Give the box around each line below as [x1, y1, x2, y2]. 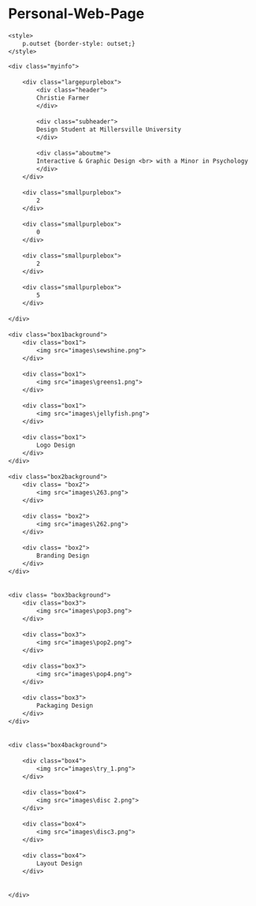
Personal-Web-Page [8, 5, 145, 23]
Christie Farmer [36, 94, 90, 102]
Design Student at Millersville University [36, 125, 181, 133]
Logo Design [36, 441, 76, 449]
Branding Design [36, 552, 90, 560]
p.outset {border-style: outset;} [22, 39, 135, 47]
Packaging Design [36, 702, 93, 709]
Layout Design [36, 859, 83, 867]
